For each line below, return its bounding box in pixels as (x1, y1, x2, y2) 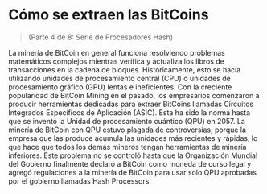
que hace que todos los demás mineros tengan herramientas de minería (8, 142, 247, 151)
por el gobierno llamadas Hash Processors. (8, 175, 151, 186)
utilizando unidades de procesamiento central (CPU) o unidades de (8, 73, 231, 83)
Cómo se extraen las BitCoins (8, 6, 209, 24)
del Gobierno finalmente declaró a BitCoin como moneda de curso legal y (8, 159, 252, 168)
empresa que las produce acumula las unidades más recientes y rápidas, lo (8, 133, 258, 142)
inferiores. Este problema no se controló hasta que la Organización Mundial (8, 151, 258, 160)
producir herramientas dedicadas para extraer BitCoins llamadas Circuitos (8, 99, 254, 109)
